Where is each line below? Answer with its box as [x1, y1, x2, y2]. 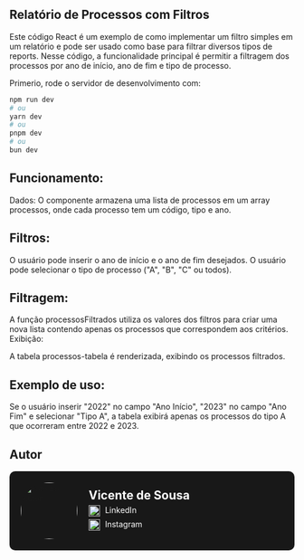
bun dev [9, 146, 39, 155]
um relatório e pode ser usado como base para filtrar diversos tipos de [9, 41, 273, 52]
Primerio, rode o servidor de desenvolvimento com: [9, 77, 202, 89]
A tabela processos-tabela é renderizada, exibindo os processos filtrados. [9, 351, 286, 362]
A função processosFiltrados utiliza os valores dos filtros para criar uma [9, 314, 278, 325]
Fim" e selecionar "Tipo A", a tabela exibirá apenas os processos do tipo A [9, 411, 287, 422]
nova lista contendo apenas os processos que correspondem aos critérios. [9, 324, 289, 335]
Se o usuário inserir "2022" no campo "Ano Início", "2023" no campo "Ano [9, 402, 287, 413]
